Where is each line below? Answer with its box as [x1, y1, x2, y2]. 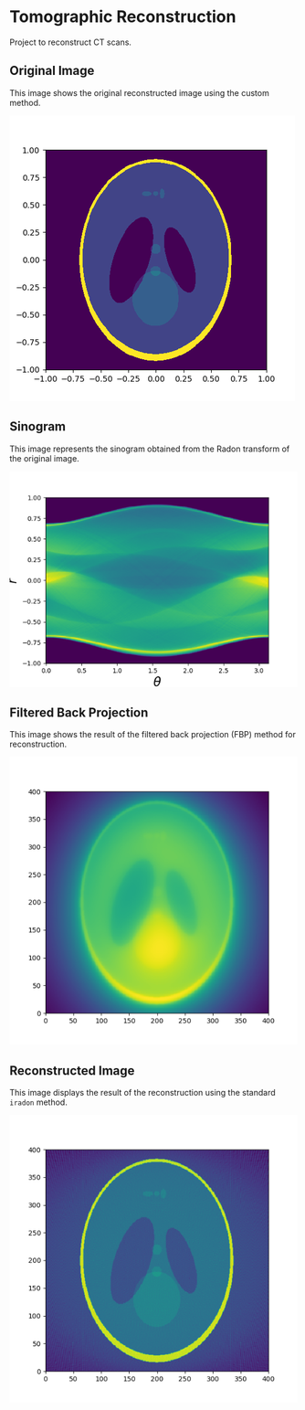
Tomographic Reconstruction [9, 6, 237, 27]
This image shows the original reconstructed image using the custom [9, 87, 269, 98]
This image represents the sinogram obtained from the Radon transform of [9, 443, 290, 454]
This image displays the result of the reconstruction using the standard [9, 1087, 276, 1098]
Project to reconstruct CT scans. [9, 37, 132, 48]
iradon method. [9, 1097, 68, 1108]
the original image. [9, 452, 79, 463]
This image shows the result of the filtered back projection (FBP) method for [9, 729, 297, 740]
